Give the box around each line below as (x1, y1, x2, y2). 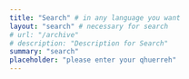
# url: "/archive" (9, 30, 79, 39)
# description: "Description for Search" (9, 38, 169, 48)
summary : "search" (9, 47, 79, 56)
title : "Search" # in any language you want (9, 13, 181, 23)
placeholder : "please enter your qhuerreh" (9, 55, 177, 64)
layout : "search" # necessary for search (9, 22, 169, 31)
